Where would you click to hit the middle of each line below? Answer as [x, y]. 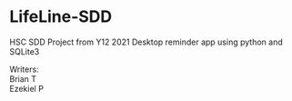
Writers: [24, 69]
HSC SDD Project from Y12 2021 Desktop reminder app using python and [146, 42]
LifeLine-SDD [61, 17]
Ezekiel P [26, 88]
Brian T [23, 78]
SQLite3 [25, 51]
